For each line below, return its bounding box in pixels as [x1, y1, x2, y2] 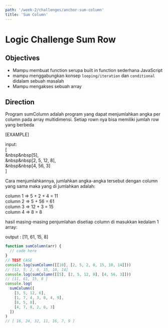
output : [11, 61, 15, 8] [5, 234, 49, 240]
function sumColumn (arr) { [5, 244, 62, 249]
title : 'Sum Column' [5, 12, 49, 17]
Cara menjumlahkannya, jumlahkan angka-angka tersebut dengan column [5, 178, 158, 184]
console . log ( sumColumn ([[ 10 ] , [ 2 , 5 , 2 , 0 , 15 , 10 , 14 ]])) [5, 263, 131, 268]
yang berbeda [5, 122, 34, 128]
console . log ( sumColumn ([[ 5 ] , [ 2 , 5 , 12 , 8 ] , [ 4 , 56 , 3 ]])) [5, 272, 131, 277]
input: [5, 142, 18, 148]
